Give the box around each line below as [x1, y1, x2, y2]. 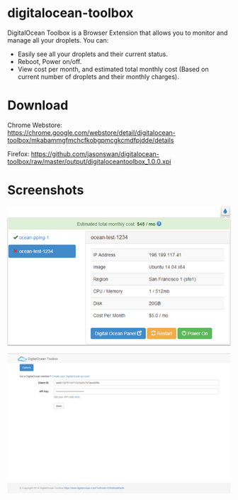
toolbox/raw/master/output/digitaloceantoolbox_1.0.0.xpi [7, 157, 171, 165]
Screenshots [7, 183, 84, 198]
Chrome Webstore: [7, 121, 62, 129]
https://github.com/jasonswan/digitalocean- [30, 149, 159, 158]
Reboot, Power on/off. [17, 57, 82, 65]
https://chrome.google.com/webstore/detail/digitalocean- [7, 128, 176, 136]
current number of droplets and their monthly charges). [17, 72, 179, 81]
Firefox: [7, 149, 30, 158]
